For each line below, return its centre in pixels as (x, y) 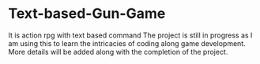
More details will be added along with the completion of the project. (118, 52)
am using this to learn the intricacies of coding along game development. (127, 43)
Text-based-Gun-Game (87, 14)
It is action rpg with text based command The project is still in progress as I (130, 35)
